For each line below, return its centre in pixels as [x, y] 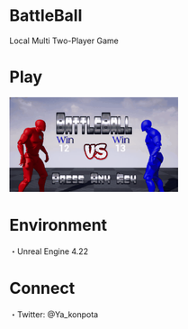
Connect [42, 288]
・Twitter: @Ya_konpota [54, 314]
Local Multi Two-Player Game [64, 41]
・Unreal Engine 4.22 [49, 251]
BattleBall [46, 16]
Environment [58, 225]
